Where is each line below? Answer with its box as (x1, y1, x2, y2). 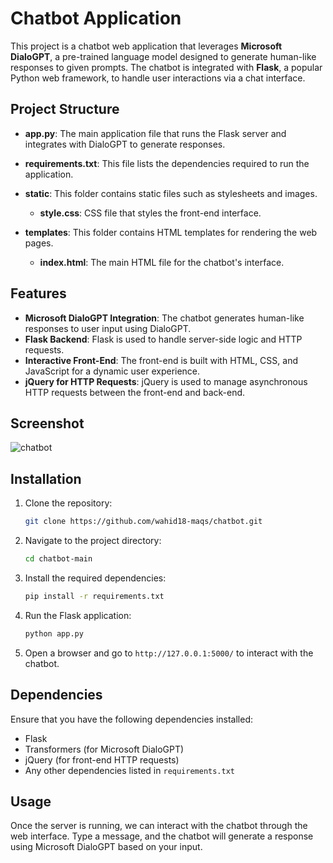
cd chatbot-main (24, 554, 93, 564)
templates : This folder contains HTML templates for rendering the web (24, 226, 318, 238)
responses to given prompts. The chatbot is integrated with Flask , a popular (10, 61, 323, 73)
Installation (10, 470, 82, 487)
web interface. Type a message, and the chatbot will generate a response (10, 830, 314, 842)
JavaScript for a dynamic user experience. (24, 365, 201, 377)
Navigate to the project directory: (24, 535, 162, 547)
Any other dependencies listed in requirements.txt (24, 764, 236, 776)
